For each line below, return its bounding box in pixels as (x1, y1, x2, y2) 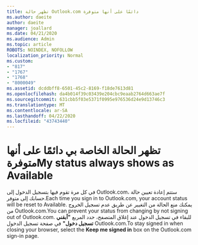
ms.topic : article (6, 42, 52, 48)
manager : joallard (6, 25, 52, 31)
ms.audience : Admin (6, 36, 55, 42)
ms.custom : (6, 58, 34, 64)
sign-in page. (6, 233, 39, 240)
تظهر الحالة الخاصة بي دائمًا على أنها (6, 144, 161, 157)
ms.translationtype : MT (6, 102, 65, 108)
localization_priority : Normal (6, 53, 84, 58)
